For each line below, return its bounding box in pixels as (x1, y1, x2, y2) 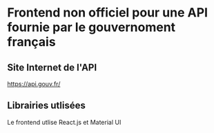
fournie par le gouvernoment (7, 19, 176, 35)
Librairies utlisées (7, 100, 86, 112)
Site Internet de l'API (7, 61, 97, 73)
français (7, 34, 57, 50)
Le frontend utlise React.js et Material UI (7, 118, 121, 126)
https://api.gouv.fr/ (7, 80, 61, 88)
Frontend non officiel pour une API (7, 5, 208, 21)
